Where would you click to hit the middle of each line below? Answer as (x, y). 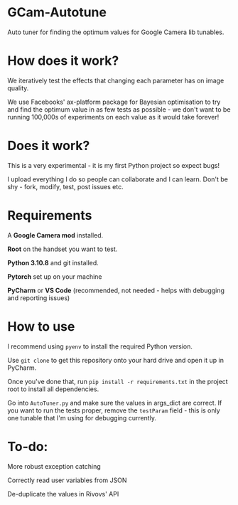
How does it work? (63, 61)
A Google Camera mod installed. (55, 235)
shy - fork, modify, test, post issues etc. (65, 186)
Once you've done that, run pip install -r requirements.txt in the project (118, 381)
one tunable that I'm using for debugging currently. (82, 418)
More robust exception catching (54, 466)
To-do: (28, 446)
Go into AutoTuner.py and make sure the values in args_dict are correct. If (115, 403)
